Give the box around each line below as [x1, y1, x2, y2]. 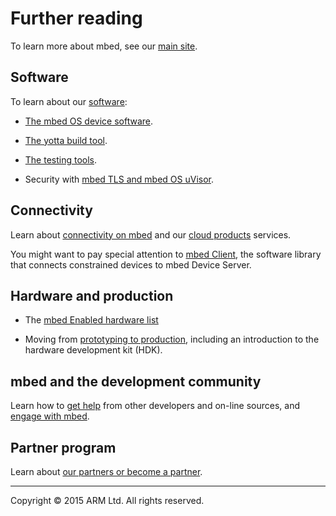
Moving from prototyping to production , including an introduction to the [24, 333, 320, 346]
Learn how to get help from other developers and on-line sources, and [10, 400, 300, 412]
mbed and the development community [10, 373, 262, 390]
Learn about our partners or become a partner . [10, 466, 203, 477]
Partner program [10, 439, 117, 456]
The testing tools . [24, 153, 98, 166]
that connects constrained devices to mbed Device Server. [10, 258, 252, 271]
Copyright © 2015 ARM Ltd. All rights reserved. [10, 495, 205, 506]
